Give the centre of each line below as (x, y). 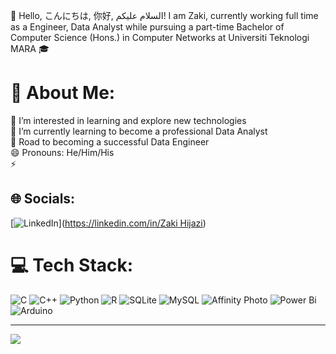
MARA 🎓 (30, 48)
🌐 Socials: (43, 199)
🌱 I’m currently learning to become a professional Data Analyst (139, 131)
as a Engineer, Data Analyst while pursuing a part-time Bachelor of (147, 27)
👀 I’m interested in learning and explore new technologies (128, 120)
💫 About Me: (63, 93)
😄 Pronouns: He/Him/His (62, 152)
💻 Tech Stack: (72, 265)
